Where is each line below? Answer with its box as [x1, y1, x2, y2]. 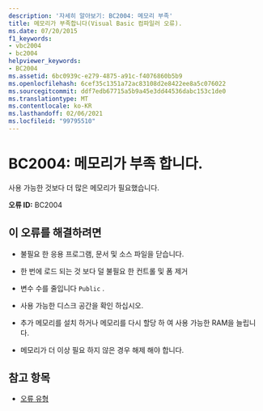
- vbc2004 [8, 42, 42, 50]
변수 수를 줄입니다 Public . [19, 283, 105, 293]
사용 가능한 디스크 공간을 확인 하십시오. [19, 300, 144, 310]
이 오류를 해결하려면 [8, 226, 102, 239]
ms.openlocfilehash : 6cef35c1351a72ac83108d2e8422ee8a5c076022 [8, 79, 227, 87]
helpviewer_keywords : [8, 57, 82, 66]
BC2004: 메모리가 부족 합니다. [8, 155, 204, 173]
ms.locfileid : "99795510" [8, 117, 95, 125]
